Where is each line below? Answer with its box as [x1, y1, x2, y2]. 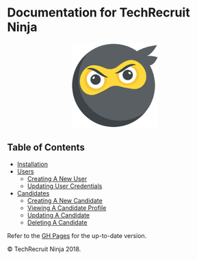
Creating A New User [27, 174, 88, 182]
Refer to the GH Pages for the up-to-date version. [7, 231, 147, 239]
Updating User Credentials [27, 182, 103, 190]
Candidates [16, 189, 50, 197]
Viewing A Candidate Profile [27, 204, 107, 212]
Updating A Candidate [27, 211, 90, 219]
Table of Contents [7, 142, 86, 154]
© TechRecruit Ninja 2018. [7, 245, 81, 253]
